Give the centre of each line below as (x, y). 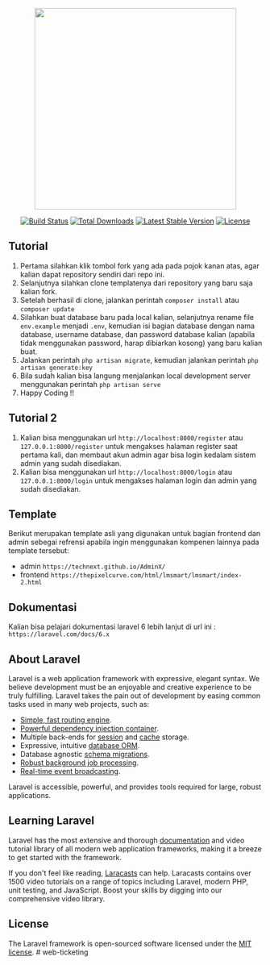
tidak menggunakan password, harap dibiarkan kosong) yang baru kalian (141, 343)
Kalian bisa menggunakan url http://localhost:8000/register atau (131, 437)
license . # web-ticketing (48, 952)
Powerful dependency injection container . (89, 729)
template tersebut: (39, 551)
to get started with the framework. (65, 857)
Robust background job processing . (79, 763)
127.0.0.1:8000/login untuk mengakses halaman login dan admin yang (138, 480)
